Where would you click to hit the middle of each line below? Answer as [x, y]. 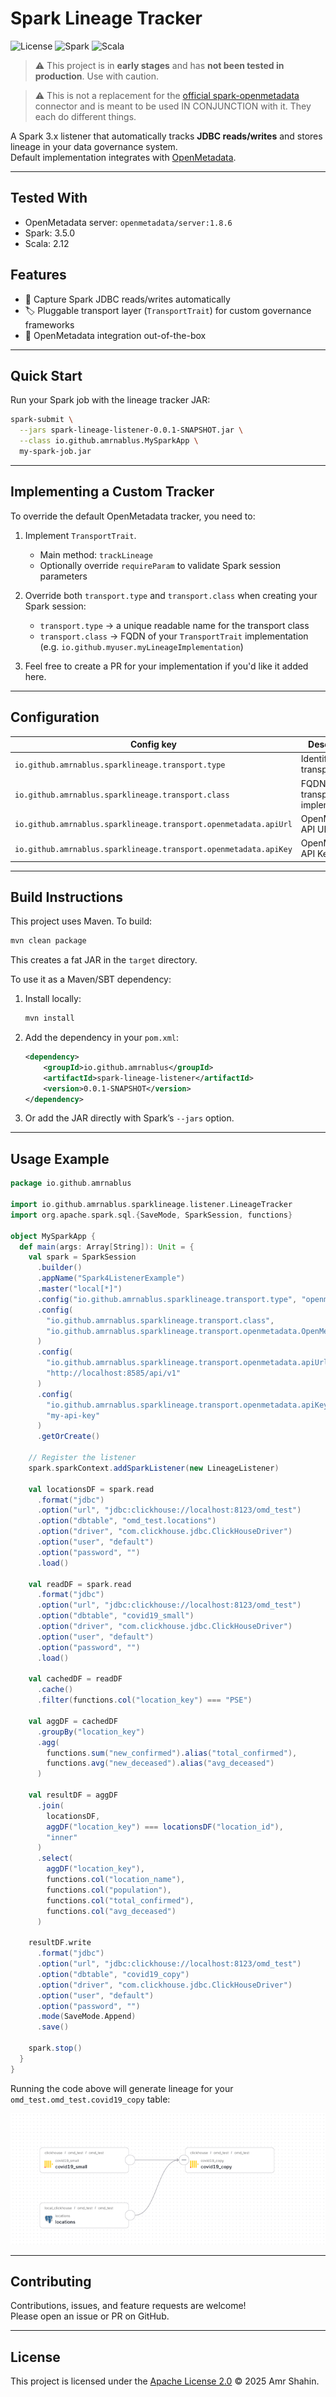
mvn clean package [48, 941]
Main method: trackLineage [96, 554]
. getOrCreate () [68, 1437]
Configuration [55, 717]
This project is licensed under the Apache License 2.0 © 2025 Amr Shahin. [165, 2381]
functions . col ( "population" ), [109, 1890]
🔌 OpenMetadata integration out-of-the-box [115, 335]
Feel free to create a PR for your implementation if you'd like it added [166, 666]
